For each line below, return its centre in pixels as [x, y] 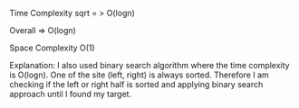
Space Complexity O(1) [52, 48]
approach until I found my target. [71, 94]
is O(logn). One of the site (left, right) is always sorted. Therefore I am [139, 75]
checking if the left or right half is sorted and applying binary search [136, 84]
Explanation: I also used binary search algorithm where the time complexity [149, 65]
